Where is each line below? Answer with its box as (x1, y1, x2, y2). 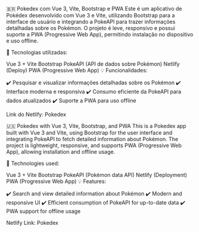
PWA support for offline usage (6, 207, 81, 215)
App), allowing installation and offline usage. (6, 148, 115, 155)
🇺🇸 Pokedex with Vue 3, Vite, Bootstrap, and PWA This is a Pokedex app (6, 123, 186, 129)
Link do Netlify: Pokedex (6, 111, 67, 118)
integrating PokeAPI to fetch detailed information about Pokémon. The (6, 136, 179, 142)
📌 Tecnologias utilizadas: (6, 49, 68, 56)
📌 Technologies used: (6, 160, 60, 167)
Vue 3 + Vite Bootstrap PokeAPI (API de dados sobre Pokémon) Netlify (6, 60, 180, 68)
